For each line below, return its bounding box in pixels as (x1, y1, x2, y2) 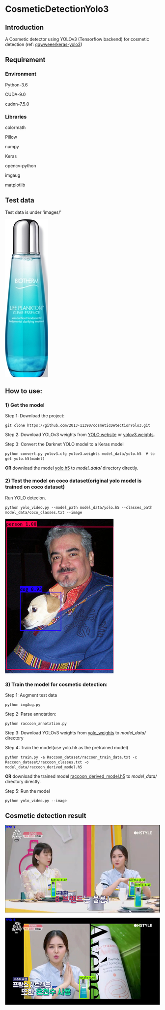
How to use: (5, 387, 43, 396)
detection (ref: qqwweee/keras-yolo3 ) (5, 41, 82, 47)
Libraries (5, 113, 27, 120)
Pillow (5, 134, 17, 140)
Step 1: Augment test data (5, 692, 57, 698)
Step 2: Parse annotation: (5, 711, 56, 717)
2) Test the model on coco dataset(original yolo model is (5, 478, 142, 485)
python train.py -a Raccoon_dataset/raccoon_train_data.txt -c (5, 755, 137, 760)
